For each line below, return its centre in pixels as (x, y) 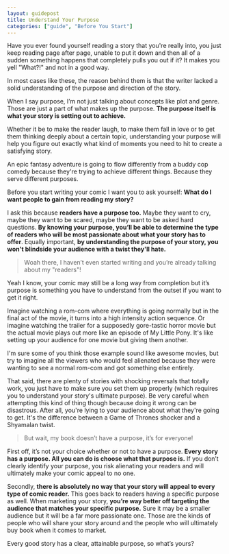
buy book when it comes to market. (57, 530)
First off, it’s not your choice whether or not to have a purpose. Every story (113, 451)
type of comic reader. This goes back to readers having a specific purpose (113, 494)
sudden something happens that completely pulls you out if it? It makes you (113, 60)
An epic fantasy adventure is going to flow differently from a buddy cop (108, 165)
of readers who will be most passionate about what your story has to (107, 234)
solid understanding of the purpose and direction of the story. (94, 88)
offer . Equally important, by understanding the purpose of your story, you (113, 242)
